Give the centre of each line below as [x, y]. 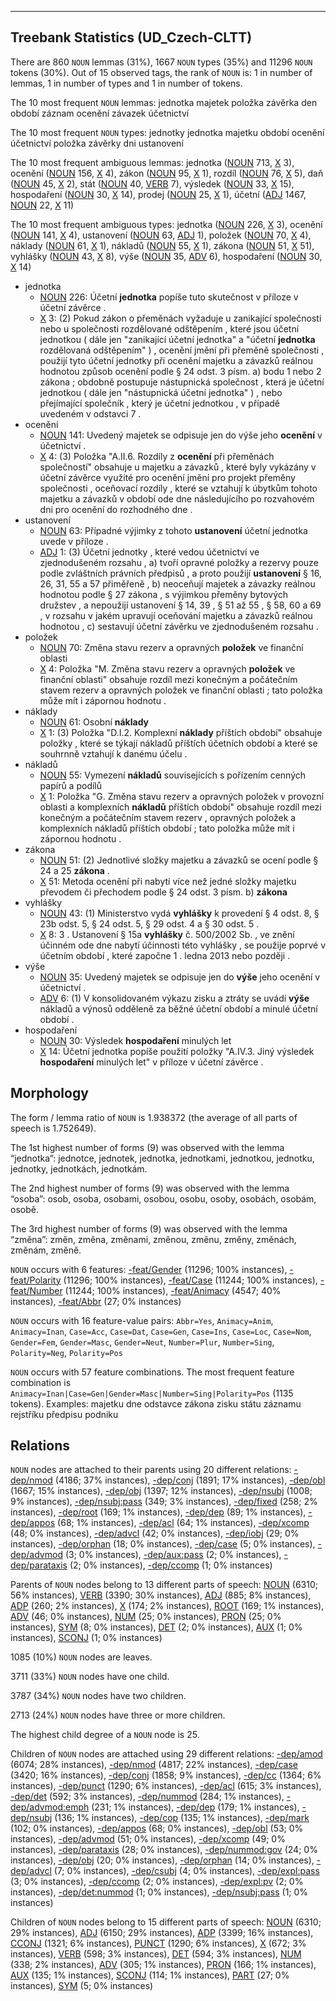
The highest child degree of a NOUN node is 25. [105, 1735]
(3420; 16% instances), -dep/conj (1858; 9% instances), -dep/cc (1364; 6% [166, 1775]
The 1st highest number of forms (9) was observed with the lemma [147, 1147]
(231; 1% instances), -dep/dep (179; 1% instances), [195, 1807]
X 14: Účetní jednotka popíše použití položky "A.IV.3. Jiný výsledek [177, 1051]
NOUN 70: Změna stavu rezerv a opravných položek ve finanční [171, 647]
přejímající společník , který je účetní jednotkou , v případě [160, 403]
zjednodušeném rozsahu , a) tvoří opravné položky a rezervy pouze [179, 562]
